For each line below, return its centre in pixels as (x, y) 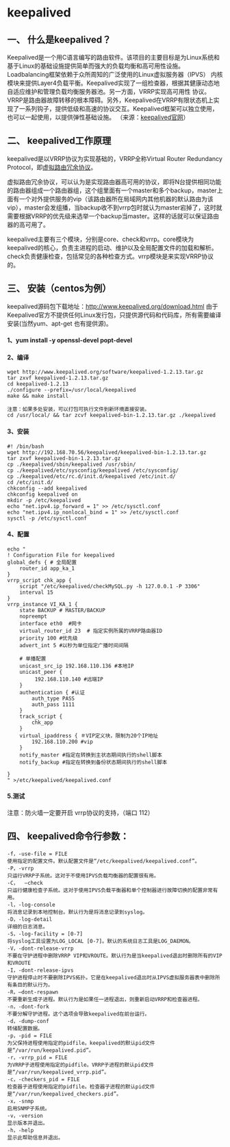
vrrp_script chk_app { (39, 580)
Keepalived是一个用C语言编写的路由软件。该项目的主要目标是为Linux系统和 (114, 57)
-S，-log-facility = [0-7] (45, 934)
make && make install (38, 396)
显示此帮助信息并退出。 (35, 1137)
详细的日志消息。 (28, 927)
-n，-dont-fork (28, 1007)
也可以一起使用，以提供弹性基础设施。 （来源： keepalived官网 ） (98, 117)
